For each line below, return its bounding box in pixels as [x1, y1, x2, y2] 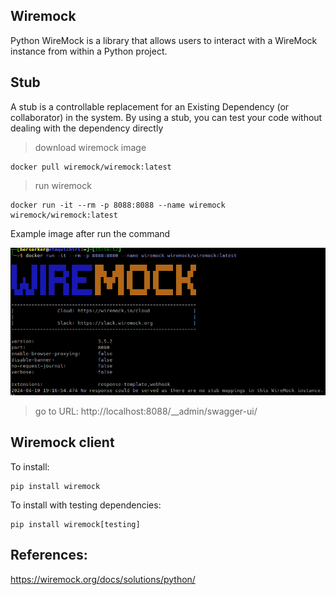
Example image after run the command [10, 227, 171, 239]
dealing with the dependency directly [10, 122, 164, 134]
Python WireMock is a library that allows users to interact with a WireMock [10, 34, 318, 46]
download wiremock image [34, 141, 147, 153]
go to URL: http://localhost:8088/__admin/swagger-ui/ [34, 405, 258, 418]
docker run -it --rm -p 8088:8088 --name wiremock [10, 200, 226, 210]
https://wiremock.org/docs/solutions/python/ [10, 573, 196, 585]
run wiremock [34, 179, 92, 191]
